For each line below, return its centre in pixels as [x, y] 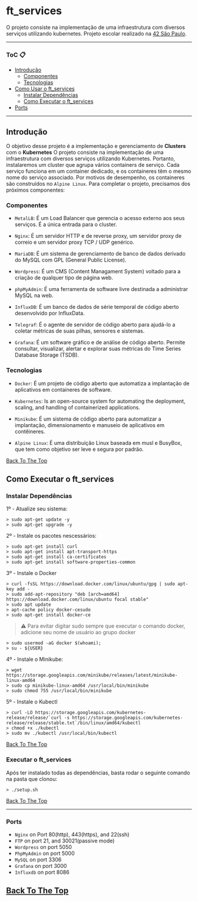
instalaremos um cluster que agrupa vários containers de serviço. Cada [93, 165]
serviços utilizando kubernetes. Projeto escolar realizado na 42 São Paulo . [96, 33]
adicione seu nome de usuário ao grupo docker [78, 632]
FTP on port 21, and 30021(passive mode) [65, 841]
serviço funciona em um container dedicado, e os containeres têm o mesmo [99, 171]
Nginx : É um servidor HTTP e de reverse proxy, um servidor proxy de [98, 236]
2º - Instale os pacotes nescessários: [51, 536]
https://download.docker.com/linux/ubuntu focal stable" [77, 600]
